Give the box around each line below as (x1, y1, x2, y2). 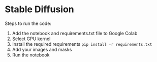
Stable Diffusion (5, 4, 74, 15)
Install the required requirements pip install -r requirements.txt (12, 41, 152, 47)
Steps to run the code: (5, 20, 52, 26)
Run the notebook (12, 52, 50, 58)
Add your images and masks (12, 46, 72, 52)
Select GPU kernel (12, 36, 51, 42)
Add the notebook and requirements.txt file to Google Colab (12, 30, 138, 36)
